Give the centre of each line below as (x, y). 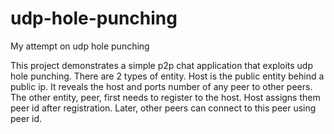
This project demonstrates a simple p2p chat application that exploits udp (162, 65)
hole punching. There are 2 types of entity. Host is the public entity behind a (167, 76)
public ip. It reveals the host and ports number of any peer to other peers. (161, 86)
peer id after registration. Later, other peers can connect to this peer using (163, 108)
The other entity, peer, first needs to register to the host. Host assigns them (165, 97)
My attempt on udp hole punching (80, 46)
